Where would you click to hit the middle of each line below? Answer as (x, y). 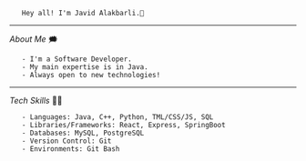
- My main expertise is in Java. (85, 67)
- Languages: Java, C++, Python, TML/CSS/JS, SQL (117, 117)
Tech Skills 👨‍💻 (36, 101)
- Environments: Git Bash (71, 149)
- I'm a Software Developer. (76, 59)
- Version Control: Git (66, 141)
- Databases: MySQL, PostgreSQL (83, 133)
